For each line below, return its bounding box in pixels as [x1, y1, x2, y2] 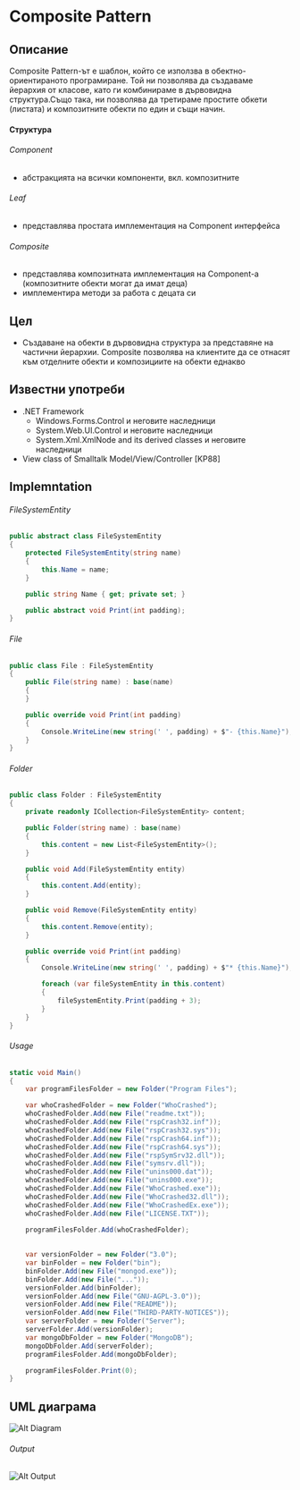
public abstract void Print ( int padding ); [25, 605, 186, 614]
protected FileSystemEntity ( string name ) [25, 548, 181, 558]
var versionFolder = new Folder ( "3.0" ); [25, 1250, 178, 1259]
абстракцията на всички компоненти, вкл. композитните [21, 172, 239, 182]
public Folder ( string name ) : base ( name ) [25, 824, 181, 833]
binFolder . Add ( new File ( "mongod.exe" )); [25, 1266, 178, 1275]
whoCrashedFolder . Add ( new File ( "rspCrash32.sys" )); [25, 1125, 221, 1135]
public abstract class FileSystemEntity [9, 532, 162, 541]
